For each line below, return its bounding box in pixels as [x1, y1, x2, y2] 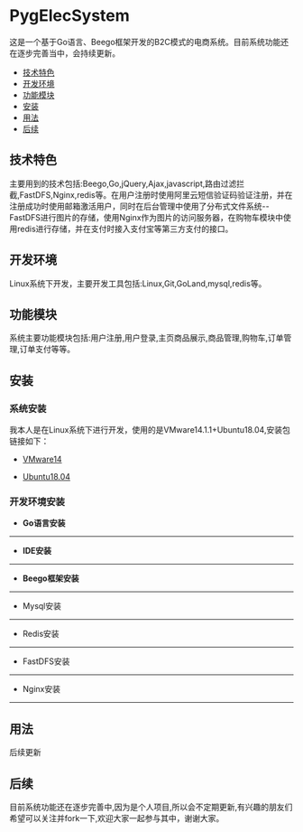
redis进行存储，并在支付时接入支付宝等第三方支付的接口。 [16, 223, 234, 234]
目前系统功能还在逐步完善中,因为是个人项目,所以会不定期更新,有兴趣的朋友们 [9, 801, 293, 812]
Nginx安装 [22, 684, 61, 695]
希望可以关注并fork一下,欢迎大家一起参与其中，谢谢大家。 [9, 812, 225, 823]
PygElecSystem [9, 5, 131, 26]
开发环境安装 [9, 495, 66, 508]
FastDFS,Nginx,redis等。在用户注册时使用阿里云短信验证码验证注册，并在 [19, 189, 293, 200]
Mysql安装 [22, 601, 61, 612]
